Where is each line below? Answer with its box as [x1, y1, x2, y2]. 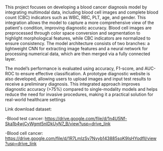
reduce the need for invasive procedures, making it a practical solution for [5, 91, 153, 97]
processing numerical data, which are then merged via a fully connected [5, 51, 150, 57]
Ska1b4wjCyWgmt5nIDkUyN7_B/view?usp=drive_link [5, 121, 111, 127]
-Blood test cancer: [5, 116, 44, 121]
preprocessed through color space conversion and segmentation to [5, 30, 141, 36]
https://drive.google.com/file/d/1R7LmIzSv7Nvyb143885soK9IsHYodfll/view [5, 135, 157, 141]
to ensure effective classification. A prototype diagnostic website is [15, 71, 150, 76]
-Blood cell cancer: [5, 130, 43, 136]
